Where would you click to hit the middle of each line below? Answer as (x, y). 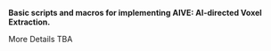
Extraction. (29, 22)
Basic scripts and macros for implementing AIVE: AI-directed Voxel (135, 13)
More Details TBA (41, 39)
